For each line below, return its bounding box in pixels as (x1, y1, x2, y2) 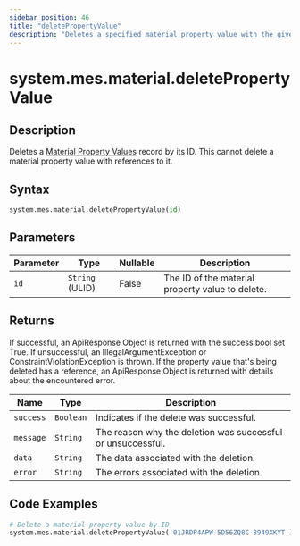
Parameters (9, 230, 76, 246)
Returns (9, 314, 55, 329)
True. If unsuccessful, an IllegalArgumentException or (9, 346, 207, 357)
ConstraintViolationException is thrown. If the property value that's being (9, 356, 277, 366)
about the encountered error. (9, 374, 116, 385)
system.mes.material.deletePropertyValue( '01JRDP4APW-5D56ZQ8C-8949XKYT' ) (9, 528, 294, 537)
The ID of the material (163, 272, 254, 284)
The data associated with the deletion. (95, 451, 256, 464)
